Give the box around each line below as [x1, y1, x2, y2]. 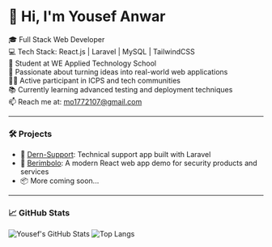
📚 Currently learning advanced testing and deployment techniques [8, 84, 233, 94]
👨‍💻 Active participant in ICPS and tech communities [8, 75, 181, 85]
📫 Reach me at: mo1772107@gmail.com [8, 96, 142, 106]
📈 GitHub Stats [8, 207, 70, 219]
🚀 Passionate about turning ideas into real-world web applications [8, 66, 228, 76]
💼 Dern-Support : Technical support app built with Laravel [19, 150, 211, 160]
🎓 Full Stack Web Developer [8, 34, 105, 44]
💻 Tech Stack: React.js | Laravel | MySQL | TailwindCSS [8, 46, 196, 56]
